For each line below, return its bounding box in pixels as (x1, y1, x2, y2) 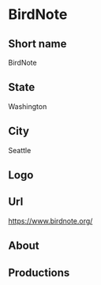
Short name (8, 37, 67, 51)
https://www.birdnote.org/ (8, 216, 93, 226)
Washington (8, 101, 47, 111)
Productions (8, 266, 70, 279)
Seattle (8, 145, 32, 155)
